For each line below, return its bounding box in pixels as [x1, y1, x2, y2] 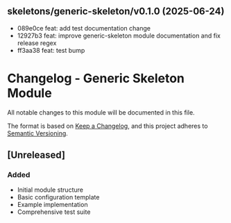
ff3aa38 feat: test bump [17, 46, 85, 54]
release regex [17, 38, 57, 47]
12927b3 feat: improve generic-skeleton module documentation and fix [17, 31, 221, 40]
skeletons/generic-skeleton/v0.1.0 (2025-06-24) [7, 6, 225, 17]
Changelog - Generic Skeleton [7, 71, 185, 86]
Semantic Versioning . [7, 129, 68, 138]
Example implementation [17, 201, 88, 209]
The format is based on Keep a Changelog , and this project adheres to [7, 122, 208, 130]
